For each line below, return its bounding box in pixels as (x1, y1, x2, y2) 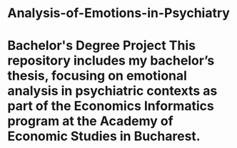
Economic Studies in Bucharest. (7, 128, 201, 144)
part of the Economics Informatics (7, 98, 214, 115)
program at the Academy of (7, 113, 173, 129)
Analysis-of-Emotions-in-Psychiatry (7, 5, 231, 21)
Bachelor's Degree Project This (7, 38, 196, 54)
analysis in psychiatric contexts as (7, 83, 218, 99)
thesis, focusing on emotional (7, 68, 188, 84)
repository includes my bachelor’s (7, 53, 215, 69)
